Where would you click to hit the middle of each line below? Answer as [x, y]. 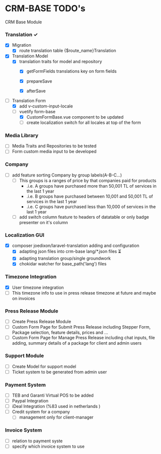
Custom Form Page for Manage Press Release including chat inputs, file [83, 338]
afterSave [36, 91]
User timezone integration [38, 287]
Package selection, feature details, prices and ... [60, 332]
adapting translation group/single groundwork [65, 259]
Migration [22, 45]
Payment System [25, 384]
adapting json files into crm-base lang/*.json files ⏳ [70, 251]
